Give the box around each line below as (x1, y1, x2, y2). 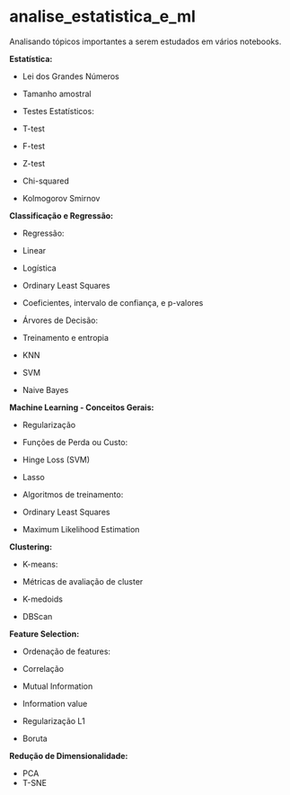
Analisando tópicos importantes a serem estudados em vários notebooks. (9, 36, 282, 47)
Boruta (22, 733, 48, 744)
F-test (22, 140, 46, 151)
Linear (22, 245, 47, 255)
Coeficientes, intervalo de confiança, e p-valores (22, 297, 204, 308)
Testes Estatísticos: (22, 105, 94, 116)
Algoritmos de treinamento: (22, 488, 124, 500)
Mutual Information (22, 681, 93, 692)
